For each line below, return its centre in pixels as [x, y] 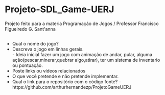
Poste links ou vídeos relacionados [49, 71]
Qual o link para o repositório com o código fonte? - [66, 82]
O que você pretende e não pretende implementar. [65, 76]
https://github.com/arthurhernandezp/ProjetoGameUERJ [72, 87]
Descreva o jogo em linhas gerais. [48, 49]
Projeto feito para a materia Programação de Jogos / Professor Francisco [82, 23]
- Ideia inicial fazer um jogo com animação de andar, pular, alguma [82, 55]
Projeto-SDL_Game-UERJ [60, 9]
